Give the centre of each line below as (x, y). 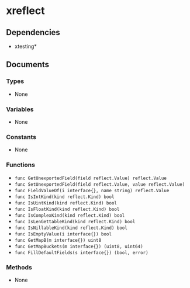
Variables (20, 109)
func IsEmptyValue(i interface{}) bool (63, 234)
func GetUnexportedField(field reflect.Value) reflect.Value (91, 178)
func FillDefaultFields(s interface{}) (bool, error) (81, 252)
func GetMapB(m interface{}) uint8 (58, 240)
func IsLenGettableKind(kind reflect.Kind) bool (75, 221)
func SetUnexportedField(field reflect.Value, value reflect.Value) (100, 184)
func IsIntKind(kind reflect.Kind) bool (64, 197)
